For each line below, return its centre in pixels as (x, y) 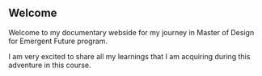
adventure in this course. (50, 65)
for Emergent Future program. (58, 41)
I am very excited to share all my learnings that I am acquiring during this (129, 56)
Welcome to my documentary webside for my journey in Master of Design (131, 32)
